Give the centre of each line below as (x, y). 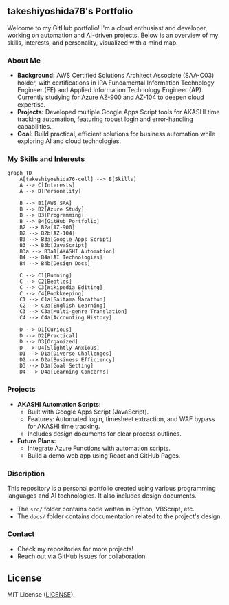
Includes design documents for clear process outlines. (105, 434)
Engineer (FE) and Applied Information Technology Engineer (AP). (110, 90)
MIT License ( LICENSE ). (41, 595)
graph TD (20, 173)
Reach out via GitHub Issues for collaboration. (82, 556)
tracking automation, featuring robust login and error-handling (105, 119)
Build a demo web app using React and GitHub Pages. (104, 455)
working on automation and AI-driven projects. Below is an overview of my (113, 35)
